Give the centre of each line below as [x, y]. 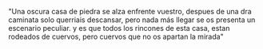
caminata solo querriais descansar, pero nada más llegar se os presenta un [132, 20]
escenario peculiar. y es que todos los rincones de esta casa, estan [119, 28]
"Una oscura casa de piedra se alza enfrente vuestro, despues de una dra [130, 11]
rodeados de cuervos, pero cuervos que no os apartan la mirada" [116, 36]
